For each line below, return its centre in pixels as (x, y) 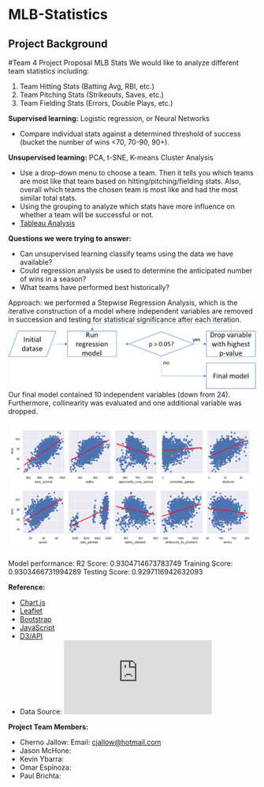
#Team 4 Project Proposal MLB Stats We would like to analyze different (123, 62)
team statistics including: (48, 71)
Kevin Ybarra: (42, 759)
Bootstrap (35, 619)
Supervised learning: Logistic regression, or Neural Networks (109, 119)
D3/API (31, 636)
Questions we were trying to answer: (70, 238)
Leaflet (31, 611)
